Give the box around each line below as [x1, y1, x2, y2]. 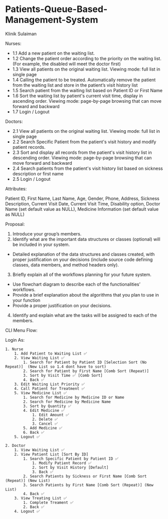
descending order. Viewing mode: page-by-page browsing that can [12, 154, 152, 161]
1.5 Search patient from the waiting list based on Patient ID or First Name [12, 87, 163, 93]
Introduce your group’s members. [12, 230, 82, 236]
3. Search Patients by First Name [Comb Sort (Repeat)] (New [23, 482, 154, 487]
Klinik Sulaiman [5, 31, 37, 37]
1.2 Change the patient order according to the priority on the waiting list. [12, 55, 161, 61]
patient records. [12, 144, 46, 150]
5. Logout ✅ [14, 434, 40, 439]
